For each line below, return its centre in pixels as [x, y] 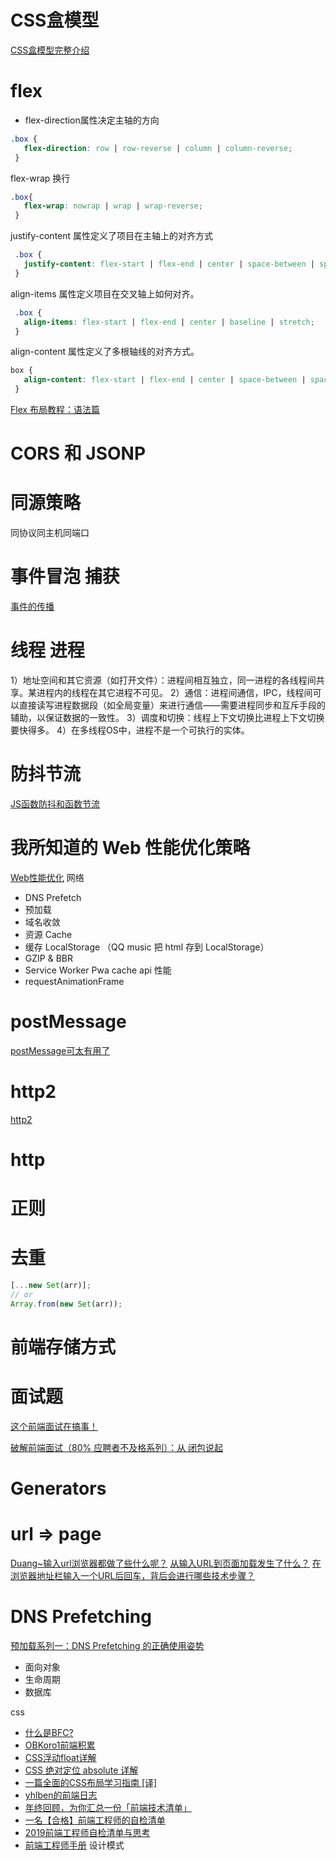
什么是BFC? [49, 1732]
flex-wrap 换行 [40, 178]
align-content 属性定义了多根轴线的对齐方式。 [105, 352]
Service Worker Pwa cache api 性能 [98, 970]
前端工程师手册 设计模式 [74, 1845]
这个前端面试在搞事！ [54, 1426]
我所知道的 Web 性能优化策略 [130, 848]
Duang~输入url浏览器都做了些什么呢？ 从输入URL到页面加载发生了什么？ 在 [166, 1563]
